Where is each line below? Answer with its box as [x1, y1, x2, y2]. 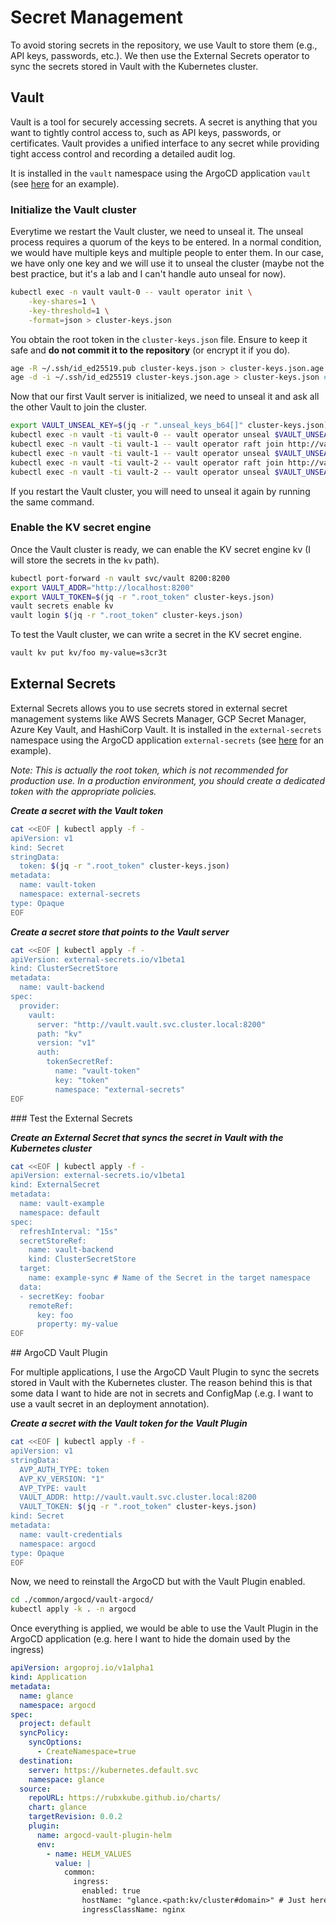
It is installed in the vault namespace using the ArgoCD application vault [10, 167, 312, 179]
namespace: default [19, 1207, 101, 1218]
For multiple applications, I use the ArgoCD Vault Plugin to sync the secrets [10, 1366, 320, 1378]
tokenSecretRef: [46, 1057, 114, 1067]
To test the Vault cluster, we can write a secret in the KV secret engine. [10, 629, 303, 641]
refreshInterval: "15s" [19, 1226, 118, 1236]
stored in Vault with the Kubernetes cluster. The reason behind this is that [10, 1377, 313, 1389]
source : [19, 1784, 52, 1794]
